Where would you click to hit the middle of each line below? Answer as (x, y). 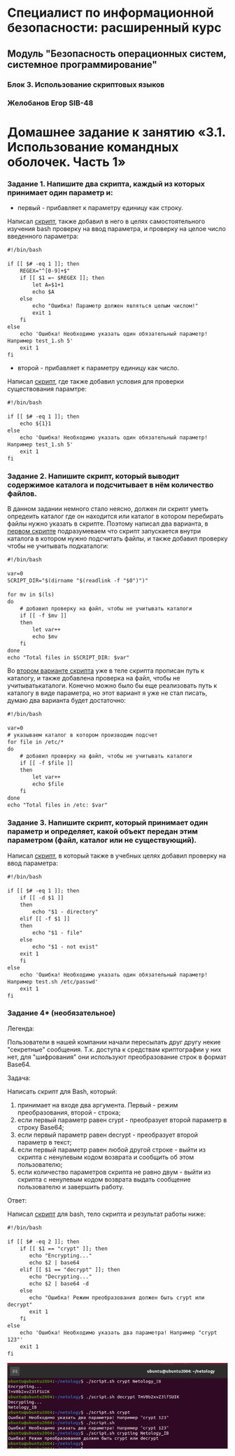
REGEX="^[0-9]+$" (45, 271)
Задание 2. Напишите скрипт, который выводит (93, 476)
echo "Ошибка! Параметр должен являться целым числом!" (115, 306)
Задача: (19, 1078)
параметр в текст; (44, 1142)
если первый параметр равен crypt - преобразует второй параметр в (122, 1120)
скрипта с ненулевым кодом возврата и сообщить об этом (106, 1157)
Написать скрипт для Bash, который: (62, 1091)
